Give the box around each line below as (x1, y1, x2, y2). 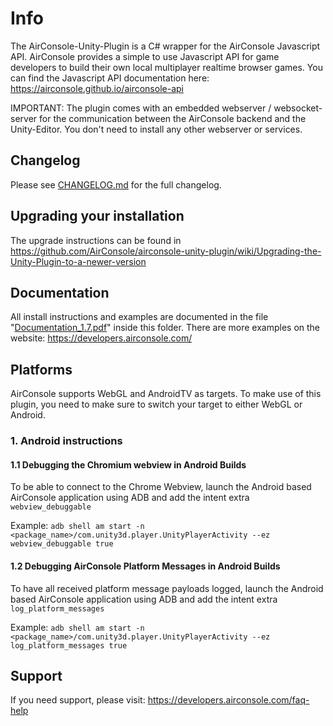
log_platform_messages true (10, 640, 128, 651)
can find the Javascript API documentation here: (10, 72, 210, 84)
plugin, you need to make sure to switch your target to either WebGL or (10, 398, 303, 411)
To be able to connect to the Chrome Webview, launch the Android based (10, 481, 312, 493)
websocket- (273, 102, 323, 114)
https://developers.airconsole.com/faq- (147, 694, 310, 706)
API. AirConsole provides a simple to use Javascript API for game (10, 50, 280, 62)
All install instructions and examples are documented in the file (10, 311, 269, 323)
